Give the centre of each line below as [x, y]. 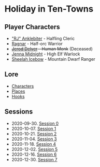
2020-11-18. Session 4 [34, 144]
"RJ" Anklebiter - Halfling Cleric [43, 38]
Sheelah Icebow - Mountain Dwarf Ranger [53, 59]
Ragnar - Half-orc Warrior [37, 44]
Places [18, 91]
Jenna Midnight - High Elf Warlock [46, 54]
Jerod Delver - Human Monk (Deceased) [52, 49]
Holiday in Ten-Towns [49, 9]
